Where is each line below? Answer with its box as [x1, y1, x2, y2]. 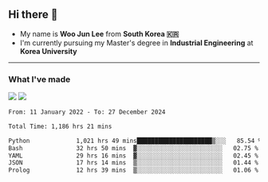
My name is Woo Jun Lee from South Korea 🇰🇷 [19, 29, 179, 38]
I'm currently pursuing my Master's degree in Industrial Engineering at [19, 37, 254, 48]
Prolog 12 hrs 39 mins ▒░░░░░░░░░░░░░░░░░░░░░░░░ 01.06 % [8, 166, 259, 175]
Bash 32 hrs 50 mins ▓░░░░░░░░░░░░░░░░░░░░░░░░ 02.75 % [8, 144, 259, 152]
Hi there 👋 [8, 8, 58, 21]
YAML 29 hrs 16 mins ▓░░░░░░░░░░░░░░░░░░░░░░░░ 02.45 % [8, 152, 259, 160]
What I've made [8, 73, 71, 84]
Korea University [19, 46, 77, 56]
